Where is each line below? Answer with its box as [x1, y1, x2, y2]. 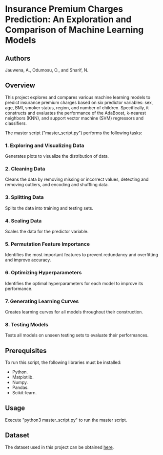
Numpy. [12, 380, 28, 385]
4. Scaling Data [5, 217, 42, 224]
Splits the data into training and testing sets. [5, 205, 94, 211]
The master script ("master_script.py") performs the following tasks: [5, 130, 143, 136]
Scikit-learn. [12, 390, 37, 395]
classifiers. [5, 120, 27, 126]
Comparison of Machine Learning [5, 24, 144, 35]
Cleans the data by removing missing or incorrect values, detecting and [5, 176, 149, 182]
